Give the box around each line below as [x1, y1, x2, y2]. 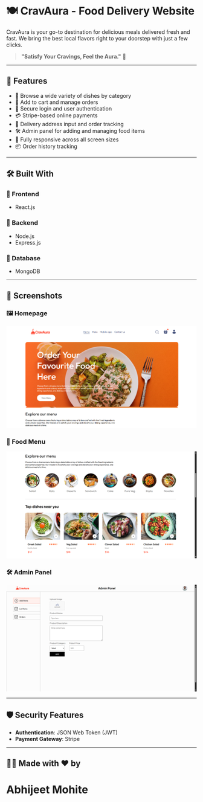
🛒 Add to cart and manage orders [14, 98, 98, 106]
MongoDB [14, 268, 40, 275]
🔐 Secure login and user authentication [14, 104, 112, 112]
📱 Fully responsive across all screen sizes [14, 136, 119, 143]
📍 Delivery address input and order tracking [14, 120, 124, 127]
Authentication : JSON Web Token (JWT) [14, 729, 118, 736]
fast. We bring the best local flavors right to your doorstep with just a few [6, 34, 188, 42]
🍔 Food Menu [6, 437, 46, 446]
